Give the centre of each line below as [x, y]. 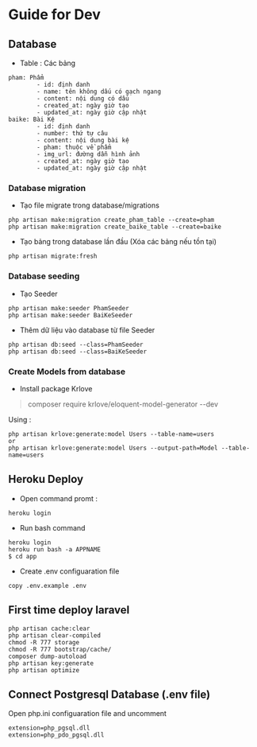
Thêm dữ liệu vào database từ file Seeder [87, 330]
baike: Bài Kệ [32, 119]
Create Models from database [67, 372]
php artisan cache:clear [49, 628]
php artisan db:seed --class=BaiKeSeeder [78, 352]
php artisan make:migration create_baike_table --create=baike [115, 227]
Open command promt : [58, 498]
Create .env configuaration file [69, 571]
